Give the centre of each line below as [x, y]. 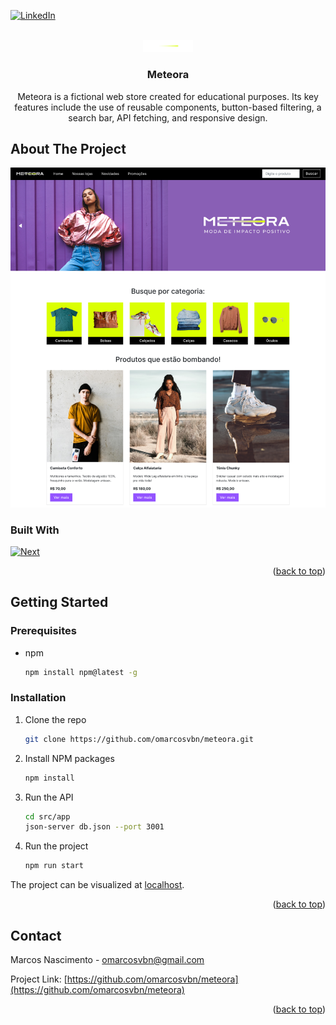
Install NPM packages [69, 758]
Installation [38, 698]
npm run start [54, 866]
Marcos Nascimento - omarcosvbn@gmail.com [107, 959]
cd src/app [47, 816]
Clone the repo [55, 719]
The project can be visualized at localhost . [97, 885]
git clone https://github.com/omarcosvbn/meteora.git [139, 739]
